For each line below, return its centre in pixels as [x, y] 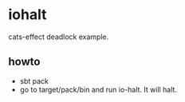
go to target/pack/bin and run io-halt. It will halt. [98, 89]
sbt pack [34, 80]
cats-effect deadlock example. [59, 37]
